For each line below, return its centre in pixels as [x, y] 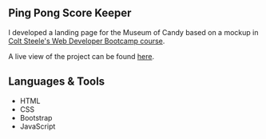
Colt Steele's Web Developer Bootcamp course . [87, 41]
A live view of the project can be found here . [81, 56]
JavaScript [38, 126]
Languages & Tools [57, 82]
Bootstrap [36, 117]
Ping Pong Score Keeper [70, 13]
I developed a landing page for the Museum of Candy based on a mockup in [133, 32]
